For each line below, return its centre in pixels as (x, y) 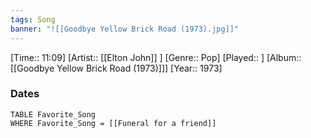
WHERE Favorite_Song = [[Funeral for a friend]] (113, 123)
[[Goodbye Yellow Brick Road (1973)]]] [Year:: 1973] (116, 68)
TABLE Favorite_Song (53, 114)
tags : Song (33, 19)
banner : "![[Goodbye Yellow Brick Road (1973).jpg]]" (125, 29)
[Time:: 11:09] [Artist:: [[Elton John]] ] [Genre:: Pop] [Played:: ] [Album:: (156, 57)
